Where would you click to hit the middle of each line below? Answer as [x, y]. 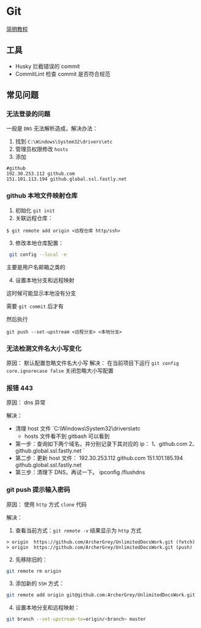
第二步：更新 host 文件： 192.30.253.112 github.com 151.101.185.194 [99, 458]
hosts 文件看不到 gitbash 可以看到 [67, 436]
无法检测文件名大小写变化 [44, 348]
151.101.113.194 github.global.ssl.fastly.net [67, 179]
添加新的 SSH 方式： [40, 583]
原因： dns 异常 [26, 402]
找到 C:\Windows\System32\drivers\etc [64, 142]
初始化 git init [35, 210]
